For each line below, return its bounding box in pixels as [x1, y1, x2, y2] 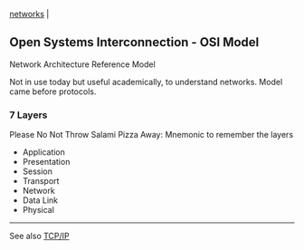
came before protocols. [9, 86, 97, 97]
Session [22, 166, 52, 177]
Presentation [22, 157, 71, 168]
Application [22, 147, 66, 158]
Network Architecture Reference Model [9, 59, 156, 70]
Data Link [22, 195, 59, 206]
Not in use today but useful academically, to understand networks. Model [9, 76, 283, 87]
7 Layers [9, 109, 48, 121]
